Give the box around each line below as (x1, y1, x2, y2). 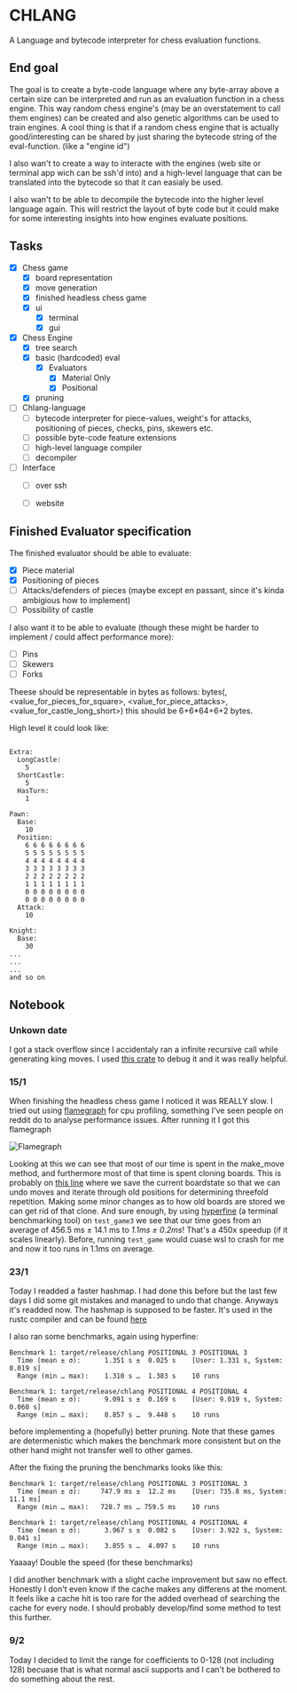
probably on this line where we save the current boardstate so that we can (9, 1178, 281, 1188)
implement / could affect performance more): (9, 632, 175, 642)
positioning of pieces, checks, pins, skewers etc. (35, 423, 214, 433)
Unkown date (9, 1023, 68, 1036)
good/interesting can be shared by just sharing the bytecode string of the (9, 131, 277, 142)
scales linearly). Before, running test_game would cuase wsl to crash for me (9, 1234, 285, 1244)
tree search (35, 343, 78, 354)
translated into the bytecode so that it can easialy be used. (9, 177, 223, 187)
